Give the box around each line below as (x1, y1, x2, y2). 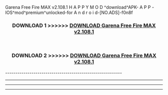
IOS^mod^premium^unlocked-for (5, 9, 73, 15)
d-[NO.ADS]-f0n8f (94, 9, 133, 15)
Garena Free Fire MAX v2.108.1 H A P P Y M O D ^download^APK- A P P (5, 4, 151, 10)
